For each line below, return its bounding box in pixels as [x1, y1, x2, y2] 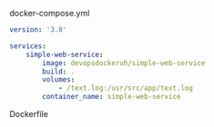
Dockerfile [9, 109, 48, 119]
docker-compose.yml [9, 8, 90, 18]
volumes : [42, 75, 76, 84]
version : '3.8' [9, 25, 67, 34]
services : [9, 41, 47, 51]
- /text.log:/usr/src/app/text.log [57, 83, 194, 93]
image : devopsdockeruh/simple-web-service [42, 58, 206, 67]
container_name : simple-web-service [42, 93, 181, 102]
